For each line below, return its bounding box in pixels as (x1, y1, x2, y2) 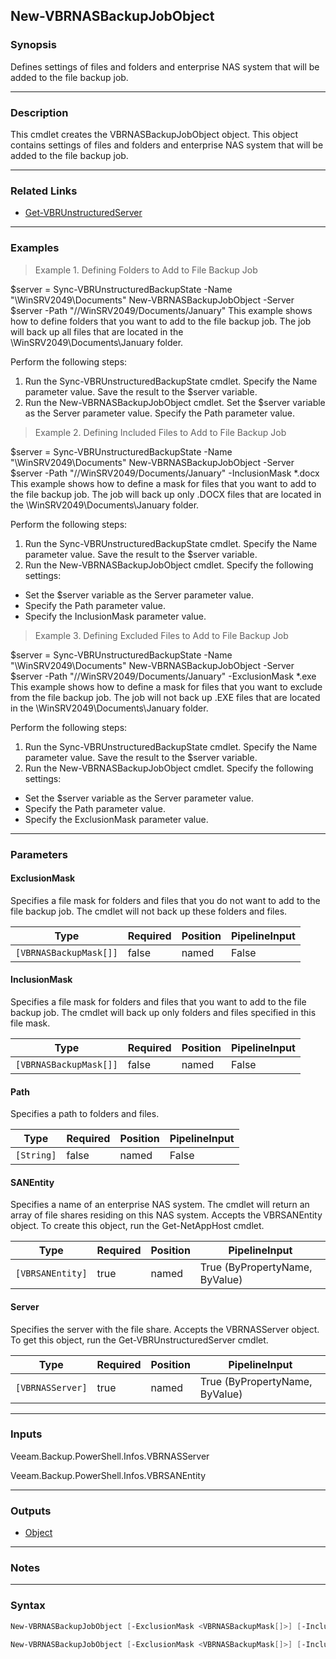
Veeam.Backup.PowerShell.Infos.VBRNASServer (10, 1450, 210, 1462)
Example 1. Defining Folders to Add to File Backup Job (34, 264, 258, 276)
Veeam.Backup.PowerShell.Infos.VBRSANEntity (10, 1469, 207, 1481)
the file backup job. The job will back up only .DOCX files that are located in (10, 488, 322, 500)
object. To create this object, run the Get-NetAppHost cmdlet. (10, 1220, 265, 1232)
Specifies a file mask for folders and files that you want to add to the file (10, 995, 307, 1008)
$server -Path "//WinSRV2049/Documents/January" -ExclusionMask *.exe (10, 670, 317, 682)
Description (10, 105, 69, 119)
